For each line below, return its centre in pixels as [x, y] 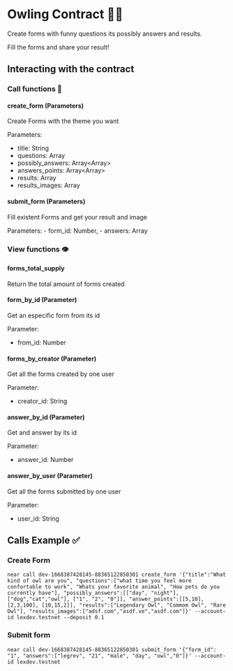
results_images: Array [48, 185]
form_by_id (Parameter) [42, 300]
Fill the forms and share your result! [58, 47]
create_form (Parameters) [46, 106]
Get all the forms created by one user [61, 374]
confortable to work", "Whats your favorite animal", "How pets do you [113, 587]
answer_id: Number [45, 460]
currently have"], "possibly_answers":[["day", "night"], [93, 593]
